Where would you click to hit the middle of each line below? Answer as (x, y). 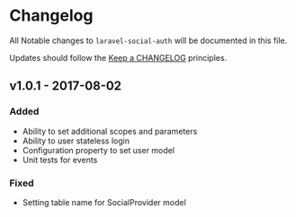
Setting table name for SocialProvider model (104, 202)
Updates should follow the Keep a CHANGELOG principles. (118, 57)
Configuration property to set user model (99, 150)
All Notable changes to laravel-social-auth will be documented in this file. (148, 40)
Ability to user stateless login (76, 141)
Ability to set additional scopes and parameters (110, 131)
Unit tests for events (60, 160)
